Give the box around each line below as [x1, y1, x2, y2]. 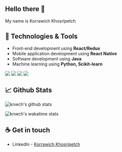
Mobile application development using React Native [12, 50, 117, 57]
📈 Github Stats [5, 86, 52, 94]
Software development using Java [12, 56, 82, 61]
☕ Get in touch [5, 126, 50, 134]
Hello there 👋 [5, 5, 46, 13]
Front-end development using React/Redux [12, 45, 100, 51]
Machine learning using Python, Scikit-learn [12, 61, 103, 67]
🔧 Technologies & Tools [5, 32, 78, 41]
